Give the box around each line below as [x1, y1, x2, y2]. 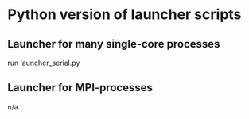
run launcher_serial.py [7, 58, 80, 67]
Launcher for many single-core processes [7, 37, 220, 51]
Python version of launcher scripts [7, 6, 242, 24]
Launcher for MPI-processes [7, 81, 153, 94]
